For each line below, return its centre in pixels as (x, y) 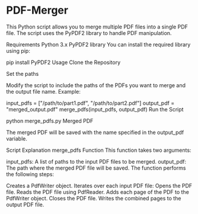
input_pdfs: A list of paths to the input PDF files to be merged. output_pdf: (96, 161)
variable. (17, 138)
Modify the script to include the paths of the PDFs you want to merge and (96, 85)
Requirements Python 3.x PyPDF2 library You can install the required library (98, 44)
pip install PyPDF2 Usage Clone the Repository (63, 62)
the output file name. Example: (44, 91)
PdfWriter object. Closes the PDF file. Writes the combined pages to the (94, 198)
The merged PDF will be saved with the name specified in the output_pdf (95, 132)
